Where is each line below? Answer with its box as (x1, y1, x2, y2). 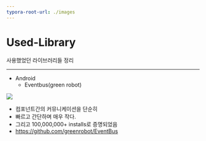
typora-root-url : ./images (6, 9, 75, 15)
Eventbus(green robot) (24, 81, 82, 88)
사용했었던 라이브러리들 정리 (6, 56, 74, 64)
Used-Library (6, 35, 76, 49)
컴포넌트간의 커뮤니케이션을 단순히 (15, 105, 98, 112)
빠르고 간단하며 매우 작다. (15, 113, 77, 120)
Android (15, 74, 36, 82)
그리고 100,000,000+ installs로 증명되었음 (15, 120, 118, 128)
